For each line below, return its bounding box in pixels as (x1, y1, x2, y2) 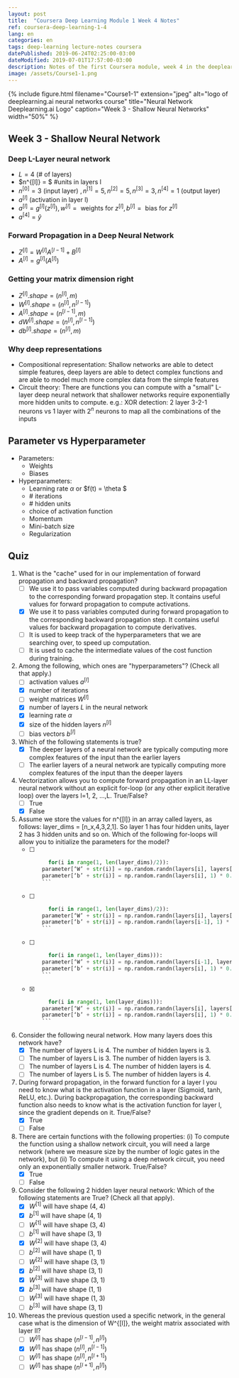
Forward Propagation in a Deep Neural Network (8, 230, 174, 240)
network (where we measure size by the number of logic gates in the (18, 1147, 220, 1155)
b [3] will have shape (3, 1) (28, 1302, 104, 1312)
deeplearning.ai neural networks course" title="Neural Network (8, 97, 194, 105)
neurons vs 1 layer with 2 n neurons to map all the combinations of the (18, 406, 221, 415)
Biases (28, 469, 49, 477)
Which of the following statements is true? (18, 737, 142, 746)
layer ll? (18, 1327, 41, 1335)
